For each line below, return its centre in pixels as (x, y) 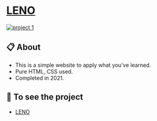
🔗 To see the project (45, 97)
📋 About (23, 47)
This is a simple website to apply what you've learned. (83, 65)
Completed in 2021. (40, 78)
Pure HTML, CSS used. (44, 71)
